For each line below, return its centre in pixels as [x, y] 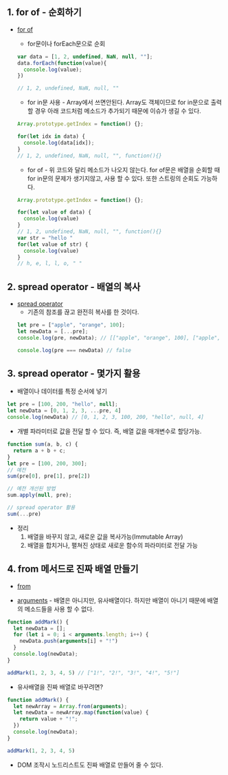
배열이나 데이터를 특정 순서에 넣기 [62, 391]
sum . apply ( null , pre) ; [39, 495]
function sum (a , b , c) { [43, 444]
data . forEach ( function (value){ [62, 63]
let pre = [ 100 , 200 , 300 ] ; [47, 464]
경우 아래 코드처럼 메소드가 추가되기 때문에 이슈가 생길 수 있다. [118, 111]
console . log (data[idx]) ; [59, 143]
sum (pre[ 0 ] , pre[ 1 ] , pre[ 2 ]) [49, 476]
